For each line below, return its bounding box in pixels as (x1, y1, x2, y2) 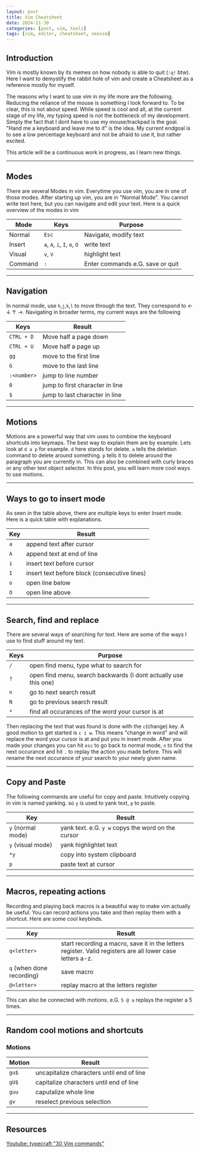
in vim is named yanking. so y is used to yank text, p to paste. (6, 799, 157, 806)
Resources (6, 1124, 47, 1135)
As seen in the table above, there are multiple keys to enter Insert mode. (6, 510, 183, 517)
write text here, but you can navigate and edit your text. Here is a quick (6, 200, 180, 207)
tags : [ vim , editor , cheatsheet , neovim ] (6, 31, 111, 37)
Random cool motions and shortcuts (6, 1026, 144, 1036)
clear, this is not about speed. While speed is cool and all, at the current (6, 105, 182, 113)
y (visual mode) (9, 840, 52, 849)
